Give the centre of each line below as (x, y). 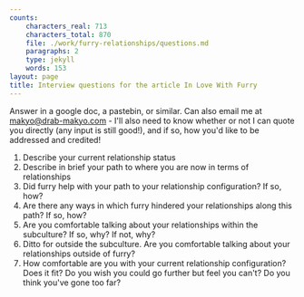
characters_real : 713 (66, 26)
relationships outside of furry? (79, 254)
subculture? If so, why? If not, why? (89, 234)
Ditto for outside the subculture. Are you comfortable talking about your (156, 244)
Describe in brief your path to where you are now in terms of (136, 167)
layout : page (34, 77)
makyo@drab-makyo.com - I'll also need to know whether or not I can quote (152, 120)
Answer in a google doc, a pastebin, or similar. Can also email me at (136, 110)
